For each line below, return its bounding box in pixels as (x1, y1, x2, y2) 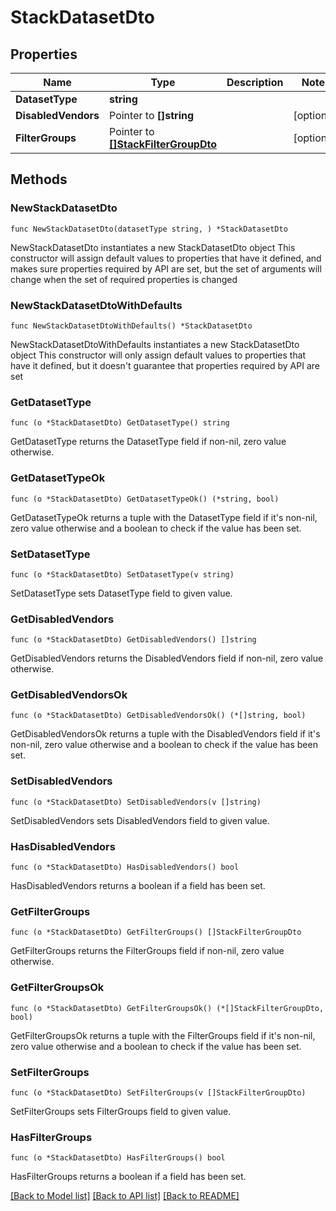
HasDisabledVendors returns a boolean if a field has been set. (10, 880, 266, 892)
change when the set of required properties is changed (10, 273, 238, 285)
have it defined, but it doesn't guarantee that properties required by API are (10, 359, 320, 371)
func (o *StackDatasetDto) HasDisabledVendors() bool (10, 862, 240, 873)
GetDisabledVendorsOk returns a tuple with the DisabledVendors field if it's (10, 728, 321, 740)
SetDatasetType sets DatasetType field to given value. (10, 587, 233, 599)
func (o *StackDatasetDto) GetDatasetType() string (10, 418, 230, 428)
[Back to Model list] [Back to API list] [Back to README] (10, 1190, 240, 1202)
